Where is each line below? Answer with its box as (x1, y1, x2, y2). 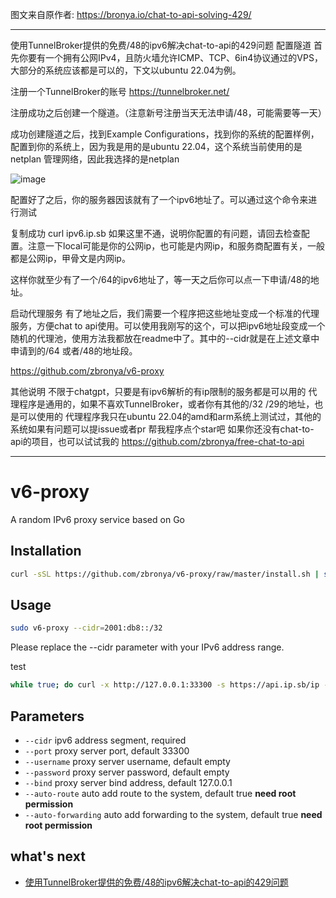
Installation (10, 543, 82, 560)
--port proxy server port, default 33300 (24, 745, 190, 757)
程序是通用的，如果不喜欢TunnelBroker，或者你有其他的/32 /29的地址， (18, 398, 315, 410)
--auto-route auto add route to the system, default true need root (24, 788, 297, 799)
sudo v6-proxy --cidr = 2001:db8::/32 (10, 623, 163, 633)
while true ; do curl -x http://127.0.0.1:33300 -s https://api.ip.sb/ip (10, 680, 320, 690)
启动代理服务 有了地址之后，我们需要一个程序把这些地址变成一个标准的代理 (10, 308, 320, 319)
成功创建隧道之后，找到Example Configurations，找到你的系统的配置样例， (10, 128, 320, 140)
